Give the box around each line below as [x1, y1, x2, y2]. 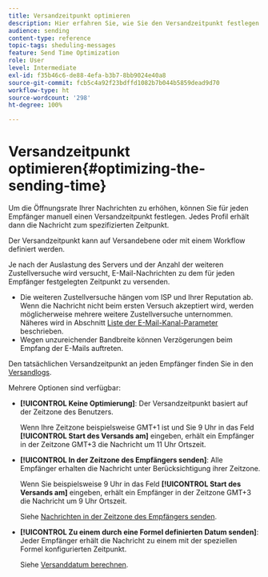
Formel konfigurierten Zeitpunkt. [19, 544, 127, 554]
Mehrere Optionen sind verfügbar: [8, 383, 122, 393]
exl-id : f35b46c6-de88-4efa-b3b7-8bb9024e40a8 [8, 71, 166, 79]
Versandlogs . [8, 368, 52, 377]
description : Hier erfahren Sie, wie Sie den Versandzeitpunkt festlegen [8, 19, 260, 27]
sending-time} [8, 177, 107, 195]
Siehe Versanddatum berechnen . [19, 560, 129, 570]
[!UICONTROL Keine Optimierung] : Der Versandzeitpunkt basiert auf [19, 398, 248, 409]
